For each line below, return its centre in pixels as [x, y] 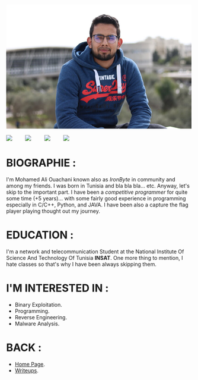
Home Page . [30, 364]
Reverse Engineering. [41, 317]
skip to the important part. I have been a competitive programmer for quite [97, 192]
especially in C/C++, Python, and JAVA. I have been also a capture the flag [97, 205]
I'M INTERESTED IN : [58, 288]
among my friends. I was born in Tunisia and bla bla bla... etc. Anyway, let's [98, 186]
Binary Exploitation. [38, 304]
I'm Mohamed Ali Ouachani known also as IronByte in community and [91, 180]
